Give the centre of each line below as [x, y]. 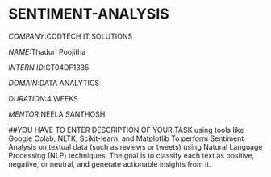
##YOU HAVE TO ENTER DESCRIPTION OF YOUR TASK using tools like [126, 130]
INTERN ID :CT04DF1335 [49, 67]
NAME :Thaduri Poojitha [47, 51]
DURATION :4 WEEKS [43, 98]
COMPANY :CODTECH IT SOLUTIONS [71, 36]
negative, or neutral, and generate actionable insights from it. [110, 164]
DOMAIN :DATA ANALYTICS [54, 83]
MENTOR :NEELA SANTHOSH [57, 114]
